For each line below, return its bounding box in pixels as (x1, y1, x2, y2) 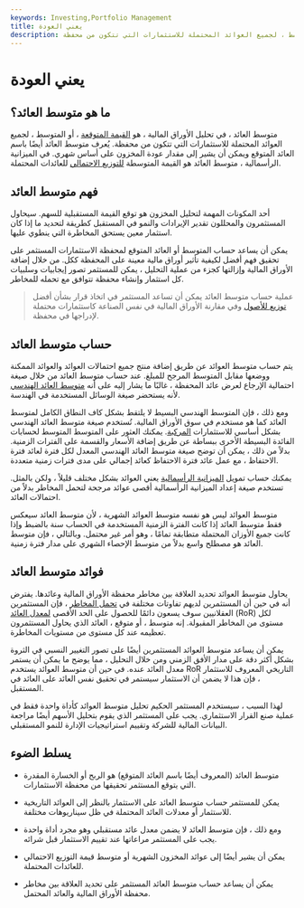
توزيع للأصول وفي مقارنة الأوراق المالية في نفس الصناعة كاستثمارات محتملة (32, 300, 287, 312)
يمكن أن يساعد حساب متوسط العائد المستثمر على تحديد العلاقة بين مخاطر (23, 878, 274, 889)
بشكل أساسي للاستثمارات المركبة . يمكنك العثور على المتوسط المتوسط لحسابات (10, 426, 281, 437)
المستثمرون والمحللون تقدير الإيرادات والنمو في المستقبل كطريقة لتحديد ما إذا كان (10, 218, 286, 229)
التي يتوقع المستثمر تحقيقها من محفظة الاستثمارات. (23, 779, 197, 790)
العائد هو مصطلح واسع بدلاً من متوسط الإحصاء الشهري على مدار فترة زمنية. (10, 538, 263, 548)
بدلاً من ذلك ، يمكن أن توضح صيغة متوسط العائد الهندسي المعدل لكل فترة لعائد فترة (10, 445, 290, 456)
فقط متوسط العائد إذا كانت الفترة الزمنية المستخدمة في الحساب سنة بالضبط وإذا (10, 519, 282, 529)
